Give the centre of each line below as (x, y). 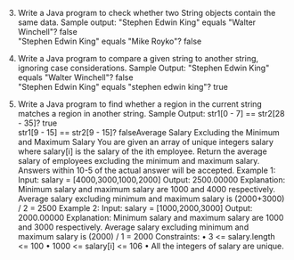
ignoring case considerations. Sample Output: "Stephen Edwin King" (143, 68)
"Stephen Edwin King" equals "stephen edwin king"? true (123, 87)
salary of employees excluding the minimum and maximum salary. (139, 161)
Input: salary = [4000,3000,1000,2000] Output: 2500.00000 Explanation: (151, 180)
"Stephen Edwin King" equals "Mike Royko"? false (110, 41)
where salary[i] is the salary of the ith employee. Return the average (142, 151)
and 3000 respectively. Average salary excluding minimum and (133, 227)
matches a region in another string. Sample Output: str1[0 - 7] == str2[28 (151, 114)
